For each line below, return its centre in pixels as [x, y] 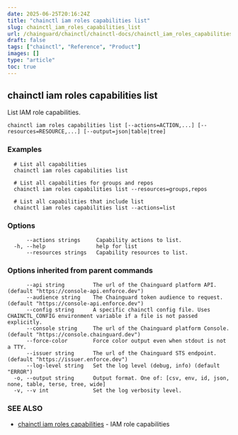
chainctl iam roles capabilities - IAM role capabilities [93, 424]
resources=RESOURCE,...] [44, 132]
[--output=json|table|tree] [125, 132]
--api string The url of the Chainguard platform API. [121, 285]
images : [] [23, 54]
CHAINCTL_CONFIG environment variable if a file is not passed [103, 316]
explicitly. [25, 323]
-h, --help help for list [76, 247]
